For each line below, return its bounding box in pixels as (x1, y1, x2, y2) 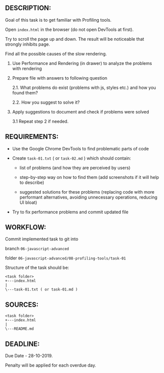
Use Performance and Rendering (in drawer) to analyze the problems (12, 60, 152, 66)
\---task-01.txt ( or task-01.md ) (5, 287, 78, 292)
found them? (12, 89, 38, 95)
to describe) (19, 179, 44, 185)
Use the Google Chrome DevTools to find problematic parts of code (12, 145, 149, 151)
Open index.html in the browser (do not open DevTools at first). (5, 27, 134, 32)
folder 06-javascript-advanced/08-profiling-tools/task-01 (5, 255, 126, 261)
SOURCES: (5, 300, 39, 309)
